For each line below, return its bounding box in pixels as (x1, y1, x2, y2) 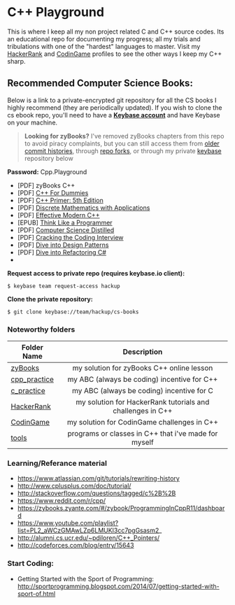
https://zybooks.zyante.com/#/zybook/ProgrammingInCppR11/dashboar (17, 504, 225, 513)
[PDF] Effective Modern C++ (17, 211, 100, 219)
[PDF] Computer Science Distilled (17, 225, 115, 234)
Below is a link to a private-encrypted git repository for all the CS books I (7, 96, 217, 104)
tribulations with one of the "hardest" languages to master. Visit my (7, 42, 201, 50)
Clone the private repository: (7, 294, 93, 303)
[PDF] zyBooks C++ (17, 181, 76, 190)
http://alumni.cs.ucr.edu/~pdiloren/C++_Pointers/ (17, 534, 160, 542)
